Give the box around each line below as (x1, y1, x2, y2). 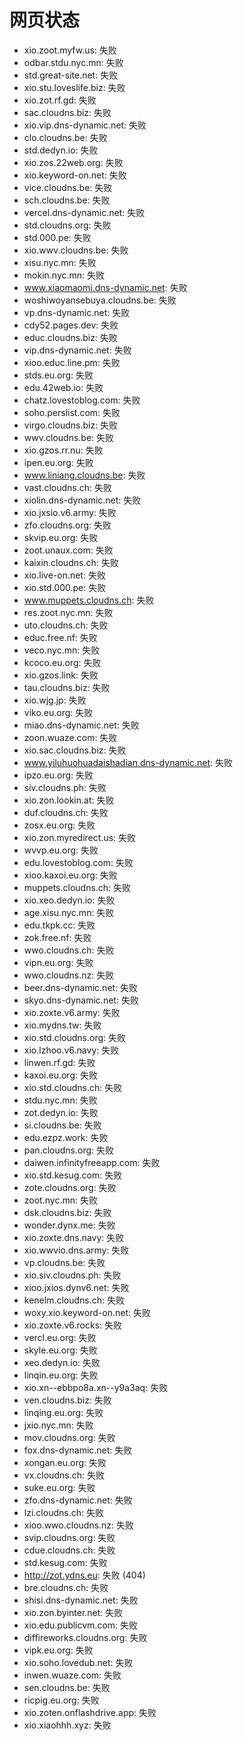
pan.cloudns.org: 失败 (23, 1144, 114, 1156)
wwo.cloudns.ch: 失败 (23, 944, 115, 956)
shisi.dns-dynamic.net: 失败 (23, 1594, 139, 1606)
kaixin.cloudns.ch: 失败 (23, 556, 119, 568)
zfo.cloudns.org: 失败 (23, 519, 112, 531)
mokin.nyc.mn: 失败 (23, 269, 106, 281)
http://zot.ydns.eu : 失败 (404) (23, 1569, 146, 1581)
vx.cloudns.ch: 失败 (23, 1469, 105, 1481)
